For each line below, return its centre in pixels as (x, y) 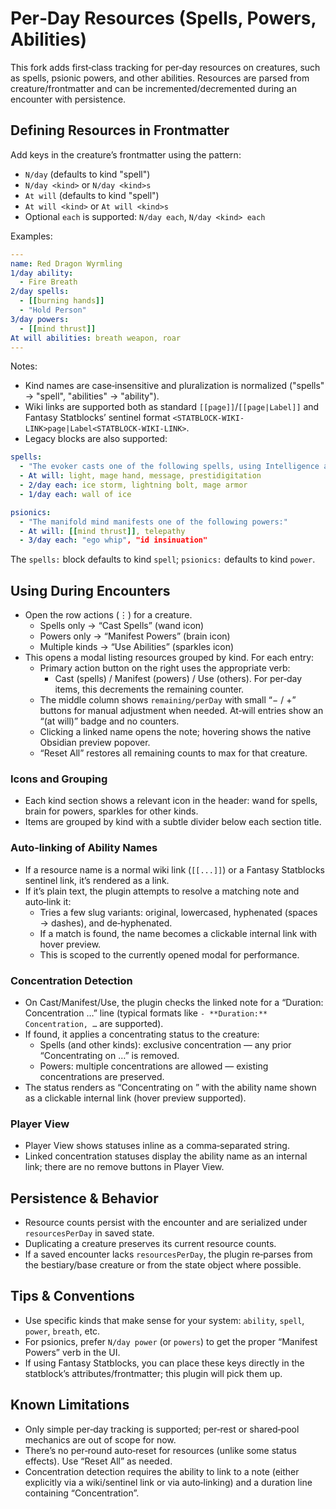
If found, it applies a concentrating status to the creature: (142, 1034)
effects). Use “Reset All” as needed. (98, 1461)
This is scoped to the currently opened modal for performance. (169, 954)
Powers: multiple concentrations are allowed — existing (154, 1066)
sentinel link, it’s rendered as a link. (97, 880)
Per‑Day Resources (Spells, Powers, (163, 18)
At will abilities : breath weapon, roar (96, 338)
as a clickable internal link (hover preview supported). (135, 1098)
